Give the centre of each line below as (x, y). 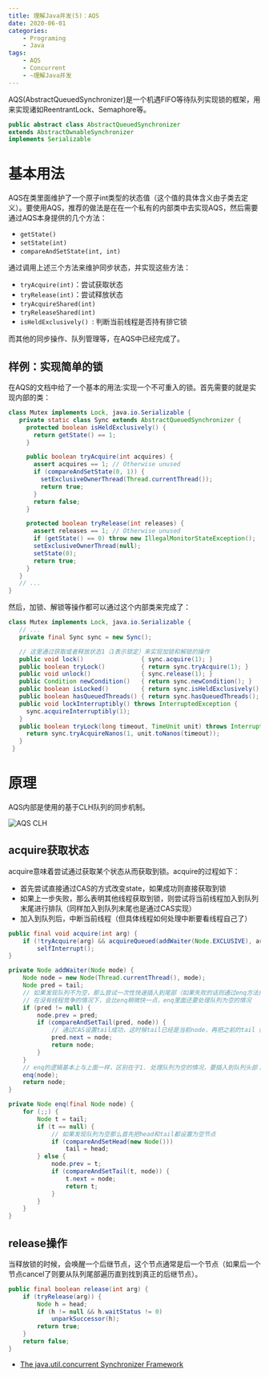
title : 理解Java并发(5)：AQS (54, 16)
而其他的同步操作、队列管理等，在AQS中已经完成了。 (96, 339)
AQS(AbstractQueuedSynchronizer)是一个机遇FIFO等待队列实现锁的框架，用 (134, 99)
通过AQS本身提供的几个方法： (58, 218)
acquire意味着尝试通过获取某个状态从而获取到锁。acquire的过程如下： (124, 871)
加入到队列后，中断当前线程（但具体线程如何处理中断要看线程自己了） (136, 918)
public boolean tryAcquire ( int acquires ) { (100, 457)
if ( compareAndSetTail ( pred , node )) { (102, 1023)
